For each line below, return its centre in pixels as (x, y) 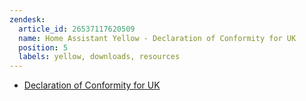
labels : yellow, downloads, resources (99, 57)
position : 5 (43, 47)
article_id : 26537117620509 (77, 29)
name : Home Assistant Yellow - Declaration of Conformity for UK (157, 38)
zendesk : (27, 19)
